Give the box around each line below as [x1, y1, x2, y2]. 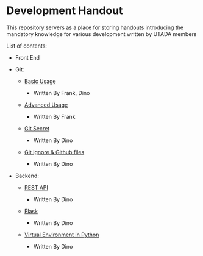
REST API [24, 183, 49, 191]
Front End [15, 54, 40, 61]
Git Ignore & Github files [24, 148, 85, 155]
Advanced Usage [24, 101, 68, 108]
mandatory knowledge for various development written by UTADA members [6, 30, 197, 37]
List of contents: [6, 42, 48, 49]
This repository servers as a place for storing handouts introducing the [6, 24, 184, 31]
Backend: [15, 172, 40, 179]
